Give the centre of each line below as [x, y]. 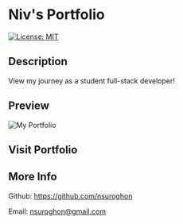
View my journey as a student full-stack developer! [91, 80]
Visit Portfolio [43, 150]
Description [38, 62]
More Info [33, 177]
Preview [29, 106]
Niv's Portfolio [56, 15]
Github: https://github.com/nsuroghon [70, 195]
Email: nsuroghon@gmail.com [57, 211]
